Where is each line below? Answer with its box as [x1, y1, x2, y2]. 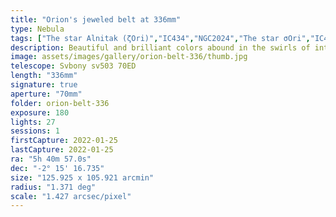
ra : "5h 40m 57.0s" [10, 154, 92, 164]
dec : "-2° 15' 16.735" [10, 163, 105, 173]
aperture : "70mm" [10, 89, 83, 99]
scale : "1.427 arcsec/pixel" [10, 191, 132, 201]
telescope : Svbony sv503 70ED [10, 61, 137, 71]
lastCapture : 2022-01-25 [10, 145, 114, 155]
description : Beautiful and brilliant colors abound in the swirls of [10, 42, 311, 53]
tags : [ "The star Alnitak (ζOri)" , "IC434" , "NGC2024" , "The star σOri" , [10, 33, 311, 43]
